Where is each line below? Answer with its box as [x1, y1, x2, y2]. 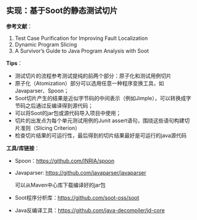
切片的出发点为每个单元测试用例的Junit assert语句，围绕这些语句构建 [14, 117, 185, 124]
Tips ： [6, 59, 23, 67]
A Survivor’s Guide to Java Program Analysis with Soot [14, 47, 149, 54]
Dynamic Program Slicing [14, 41, 77, 48]
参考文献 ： [6, 23, 33, 30]
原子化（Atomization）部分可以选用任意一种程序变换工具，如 [14, 79, 164, 86]
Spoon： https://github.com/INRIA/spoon [14, 157, 115, 164]
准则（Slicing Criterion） [20, 124, 80, 131]
